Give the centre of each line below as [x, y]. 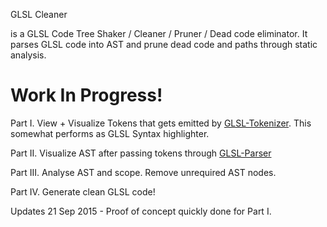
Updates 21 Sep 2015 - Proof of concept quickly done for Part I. [141, 211]
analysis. [28, 55]
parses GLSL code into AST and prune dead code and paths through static [164, 44]
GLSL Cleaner [39, 14]
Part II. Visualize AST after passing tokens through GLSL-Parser [141, 153]
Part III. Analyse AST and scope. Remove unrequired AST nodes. [143, 172]
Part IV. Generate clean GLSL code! [83, 191]
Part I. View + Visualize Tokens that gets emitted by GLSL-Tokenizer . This [161, 123]
